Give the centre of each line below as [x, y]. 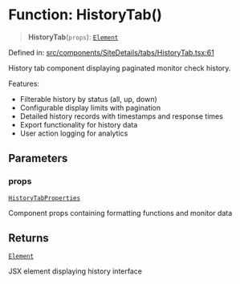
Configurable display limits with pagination [90, 108]
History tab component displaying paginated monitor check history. [120, 68]
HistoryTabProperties [45, 198]
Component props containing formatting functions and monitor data [120, 213]
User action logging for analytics [74, 133]
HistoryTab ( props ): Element [73, 37]
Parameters [38, 158]
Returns [29, 238]
